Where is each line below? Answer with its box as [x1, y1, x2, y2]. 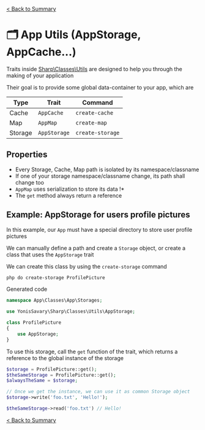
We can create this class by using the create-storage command [6, 263, 167, 270]
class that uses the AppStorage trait [6, 251, 94, 258]
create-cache [75, 109, 114, 116]
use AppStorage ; [17, 331, 59, 337]
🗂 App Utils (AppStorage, [6, 28, 141, 42]
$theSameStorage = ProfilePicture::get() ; [6, 372, 116, 378]
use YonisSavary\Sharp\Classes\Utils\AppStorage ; [6, 309, 136, 315]
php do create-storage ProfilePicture [6, 274, 105, 281]
